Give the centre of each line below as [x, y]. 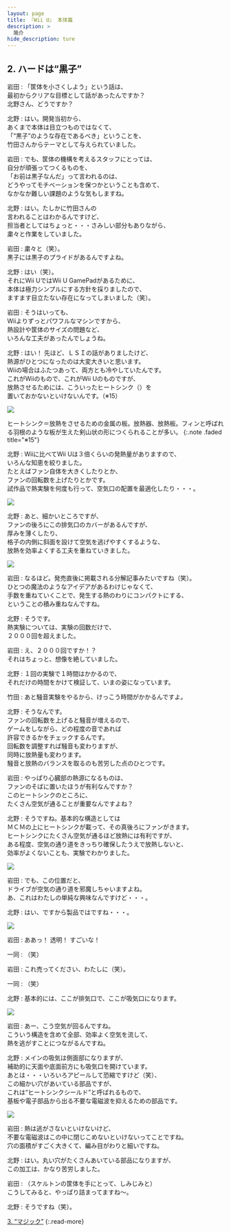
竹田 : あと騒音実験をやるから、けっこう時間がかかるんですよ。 [97, 697]
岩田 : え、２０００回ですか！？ [52, 650]
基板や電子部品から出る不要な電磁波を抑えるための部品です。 [94, 1100]
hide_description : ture [41, 39]
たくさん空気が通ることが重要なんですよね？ [70, 803]
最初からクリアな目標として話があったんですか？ [76, 95]
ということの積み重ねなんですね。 [55, 604]
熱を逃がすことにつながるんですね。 [58, 1043]
